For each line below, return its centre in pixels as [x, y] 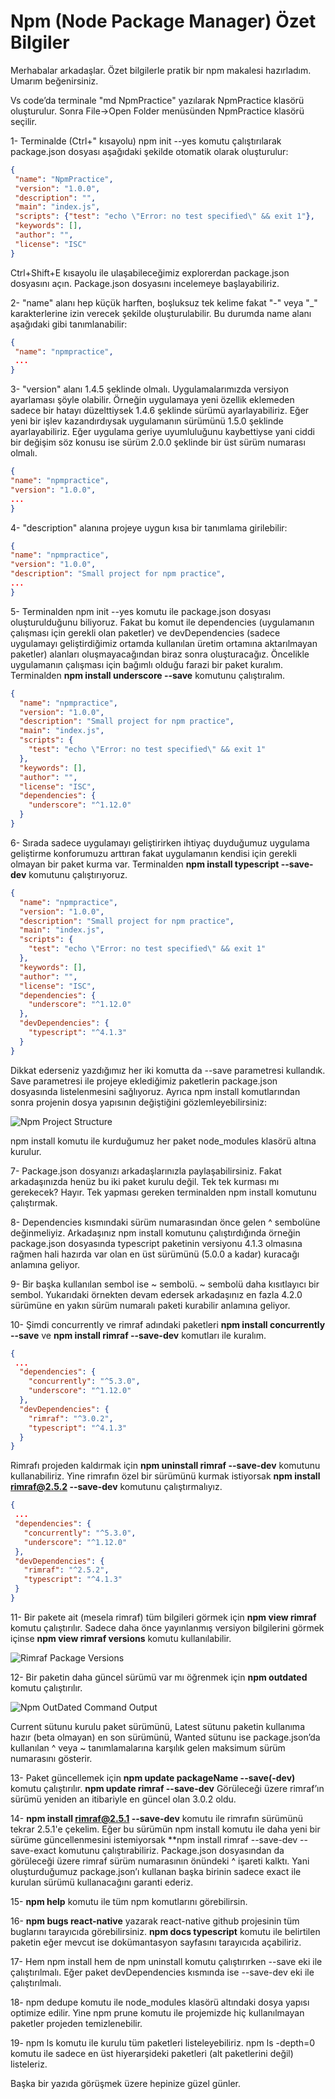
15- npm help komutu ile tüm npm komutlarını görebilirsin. [129, 1901]
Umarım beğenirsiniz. [54, 81]
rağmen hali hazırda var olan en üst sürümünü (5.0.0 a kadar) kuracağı [155, 1254]
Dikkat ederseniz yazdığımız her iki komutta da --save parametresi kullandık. [168, 1070]
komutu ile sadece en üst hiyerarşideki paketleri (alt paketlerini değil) [152, 2053]
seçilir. [24, 121]
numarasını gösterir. [51, 1758]
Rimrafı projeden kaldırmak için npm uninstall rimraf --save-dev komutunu [165, 1466]
